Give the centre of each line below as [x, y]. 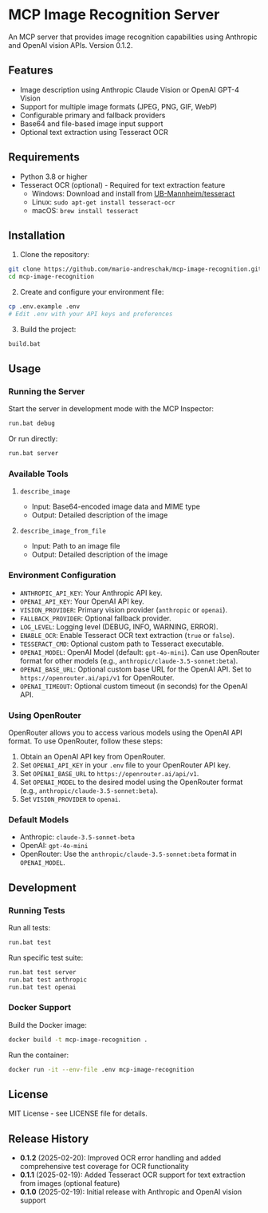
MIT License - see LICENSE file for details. [78, 1114]
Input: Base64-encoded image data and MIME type [116, 507]
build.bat [25, 344]
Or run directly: [33, 439]
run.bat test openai [43, 987]
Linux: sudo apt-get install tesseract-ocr [103, 202]
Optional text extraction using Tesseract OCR [94, 132]
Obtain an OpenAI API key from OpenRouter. [93, 757]
